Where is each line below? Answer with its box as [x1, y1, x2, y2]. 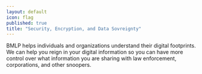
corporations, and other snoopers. [6, 61, 92, 69]
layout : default [6, 8, 47, 15]
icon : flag [6, 14, 34, 20]
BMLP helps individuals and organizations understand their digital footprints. [6, 42, 196, 49]
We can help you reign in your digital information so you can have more [6, 49, 183, 56]
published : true [6, 20, 47, 26]
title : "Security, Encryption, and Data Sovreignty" [6, 25, 142, 32]
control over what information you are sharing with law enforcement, [6, 55, 177, 62]
